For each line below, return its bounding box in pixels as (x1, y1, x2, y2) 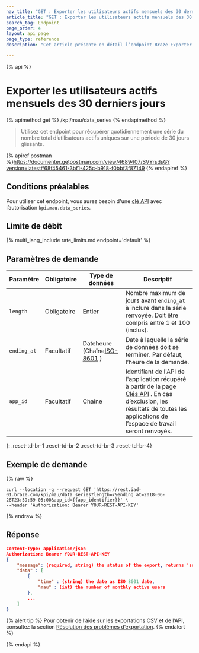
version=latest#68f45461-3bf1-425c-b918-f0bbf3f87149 (6, 164, 145, 172)
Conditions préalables (6, 182, 89, 192)
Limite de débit (6, 221, 62, 232)
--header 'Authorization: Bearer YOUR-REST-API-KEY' (6, 502, 139, 508)
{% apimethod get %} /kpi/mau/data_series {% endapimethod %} (6, 116, 166, 123)
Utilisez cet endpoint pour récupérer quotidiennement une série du (20, 128, 184, 135)
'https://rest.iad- (94, 487, 142, 493)
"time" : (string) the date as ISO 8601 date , (37, 579, 155, 585)
